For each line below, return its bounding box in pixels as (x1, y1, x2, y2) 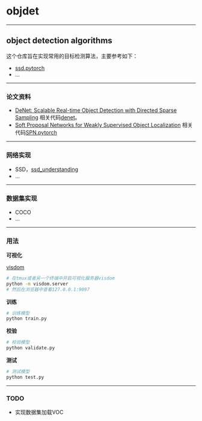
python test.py (6, 374, 44, 380)
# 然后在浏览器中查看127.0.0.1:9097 (6, 286, 90, 293)
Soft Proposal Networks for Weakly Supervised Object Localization (14, 122, 181, 129)
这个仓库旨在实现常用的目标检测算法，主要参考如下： (6, 52, 138, 60)
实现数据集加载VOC (14, 408, 64, 416)
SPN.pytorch (25, 129, 57, 136)
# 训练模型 (6, 310, 30, 316)
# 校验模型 (6, 339, 30, 346)
